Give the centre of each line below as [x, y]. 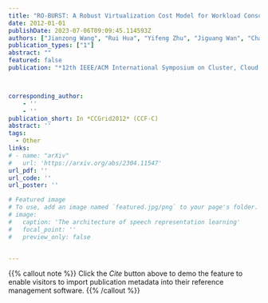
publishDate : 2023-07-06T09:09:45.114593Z [80, 30]
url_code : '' [30, 178]
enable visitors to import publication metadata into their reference [116, 282]
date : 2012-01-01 [37, 23]
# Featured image [37, 200]
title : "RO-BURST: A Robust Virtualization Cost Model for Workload [124, 16]
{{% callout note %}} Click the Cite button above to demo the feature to [126, 273]
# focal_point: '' [43, 229]
